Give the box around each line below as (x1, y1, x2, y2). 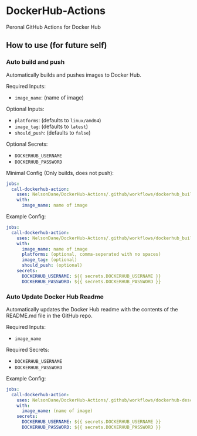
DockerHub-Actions (6, 4, 106, 18)
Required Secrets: (6, 346, 50, 353)
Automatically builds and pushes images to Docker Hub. (6, 71, 142, 78)
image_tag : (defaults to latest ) (14, 123, 89, 130)
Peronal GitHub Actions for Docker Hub (6, 23, 101, 30)
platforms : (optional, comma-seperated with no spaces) (21, 252, 161, 258)
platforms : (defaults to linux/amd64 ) (14, 116, 101, 123)
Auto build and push (6, 58, 65, 66)
